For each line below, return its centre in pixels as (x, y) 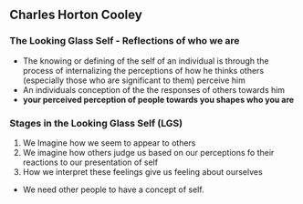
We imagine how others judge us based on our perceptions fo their (148, 152)
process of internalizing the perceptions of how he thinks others (143, 70)
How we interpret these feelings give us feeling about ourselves (142, 171)
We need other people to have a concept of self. (113, 189)
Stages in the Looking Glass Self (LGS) (96, 123)
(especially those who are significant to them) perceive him (134, 80)
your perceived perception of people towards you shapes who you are (158, 99)
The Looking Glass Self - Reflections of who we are (125, 41)
